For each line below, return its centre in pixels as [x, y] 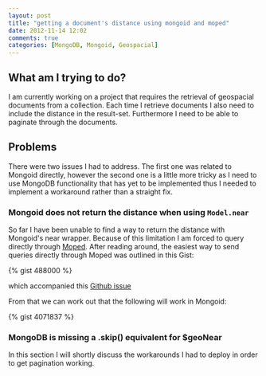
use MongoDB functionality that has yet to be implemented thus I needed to [132, 183]
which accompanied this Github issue [70, 286]
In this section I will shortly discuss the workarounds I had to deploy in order [133, 354]
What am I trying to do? [67, 78]
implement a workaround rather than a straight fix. [91, 191]
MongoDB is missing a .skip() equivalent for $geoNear [115, 337]
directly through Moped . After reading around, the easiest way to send [124, 247]
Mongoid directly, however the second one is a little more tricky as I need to [133, 174]
